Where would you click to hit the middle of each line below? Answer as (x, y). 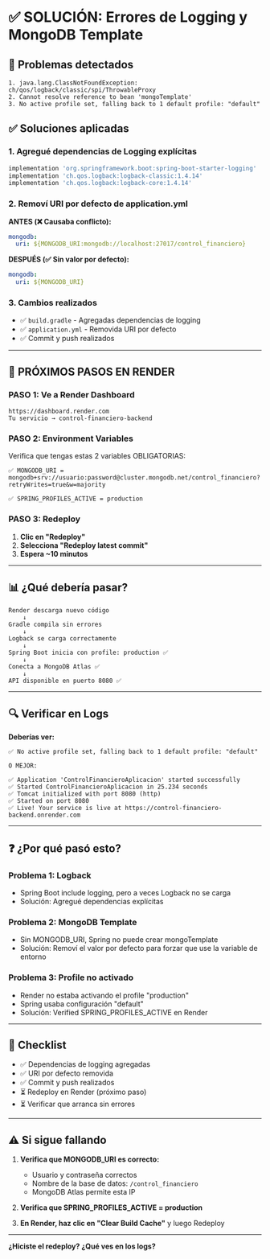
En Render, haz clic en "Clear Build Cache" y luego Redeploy (122, 1224)
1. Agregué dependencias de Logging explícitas (102, 151)
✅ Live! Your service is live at (65, 808)
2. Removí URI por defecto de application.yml (98, 204)
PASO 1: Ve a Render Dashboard (72, 394)
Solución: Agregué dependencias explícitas (92, 901)
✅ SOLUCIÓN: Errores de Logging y (128, 17)
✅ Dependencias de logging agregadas (85, 1064)
